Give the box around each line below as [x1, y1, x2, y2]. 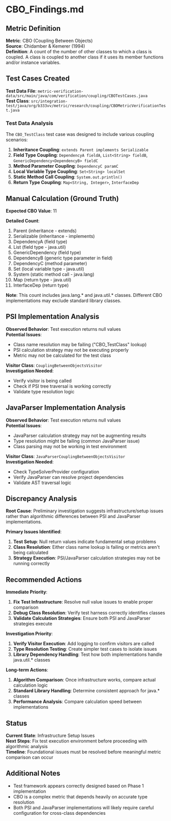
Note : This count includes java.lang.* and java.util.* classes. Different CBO [6, 292, 162, 298]
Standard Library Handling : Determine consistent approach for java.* [13, 688, 160, 694]
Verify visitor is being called [13, 377, 72, 384]
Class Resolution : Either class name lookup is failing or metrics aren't [13, 544, 160, 550]
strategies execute [13, 620, 53, 627]
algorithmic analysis [6, 743, 48, 749]
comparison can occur [6, 754, 54, 760]
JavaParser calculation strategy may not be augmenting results [13, 432, 146, 438]
